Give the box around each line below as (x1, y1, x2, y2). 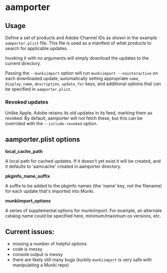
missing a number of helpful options (12, 240, 87, 246)
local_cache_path (5, 148, 43, 154)
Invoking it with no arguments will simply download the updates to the (5, 55, 149, 61)
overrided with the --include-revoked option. (5, 121, 98, 127)
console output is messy (12, 251, 63, 257)
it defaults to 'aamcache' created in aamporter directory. (5, 163, 121, 169)
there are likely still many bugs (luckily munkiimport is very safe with (12, 256, 152, 262)
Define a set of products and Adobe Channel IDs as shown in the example (5, 35, 157, 41)
